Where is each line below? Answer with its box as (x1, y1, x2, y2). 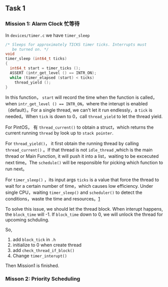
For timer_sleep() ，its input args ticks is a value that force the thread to (5, 177, 159, 183)
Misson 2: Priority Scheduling (5, 275, 80, 282)
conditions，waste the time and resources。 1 (5, 196, 100, 202)
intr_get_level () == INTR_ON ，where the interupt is (18, 101, 130, 107)
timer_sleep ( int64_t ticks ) (5, 56, 67, 62)
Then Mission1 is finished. (5, 263, 60, 269)
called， (139, 94, 158, 101)
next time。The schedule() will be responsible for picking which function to (5, 160, 163, 166)
